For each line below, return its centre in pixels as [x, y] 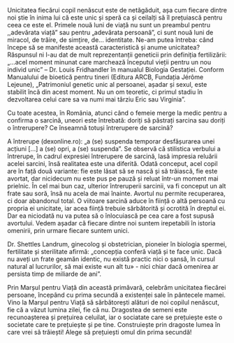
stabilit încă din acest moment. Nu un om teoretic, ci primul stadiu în [105, 92]
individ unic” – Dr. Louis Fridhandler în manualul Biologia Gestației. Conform [116, 70]
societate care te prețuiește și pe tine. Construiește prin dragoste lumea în [114, 324]
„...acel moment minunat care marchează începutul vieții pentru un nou [109, 62]
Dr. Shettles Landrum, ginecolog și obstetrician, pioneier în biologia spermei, [117, 244]
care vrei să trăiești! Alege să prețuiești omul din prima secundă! [100, 332]
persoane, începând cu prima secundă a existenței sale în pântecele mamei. [116, 295]
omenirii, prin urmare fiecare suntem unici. [68, 231]
